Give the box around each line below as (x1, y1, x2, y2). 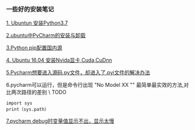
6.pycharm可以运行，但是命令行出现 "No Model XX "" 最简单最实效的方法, (6, 82, 184, 89)
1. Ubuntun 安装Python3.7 (6, 19, 68, 27)
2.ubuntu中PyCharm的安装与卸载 (6, 32, 86, 39)
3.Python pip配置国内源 (6, 44, 62, 51)
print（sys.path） (6, 107, 49, 113)
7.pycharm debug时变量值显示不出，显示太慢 (6, 118, 115, 125)
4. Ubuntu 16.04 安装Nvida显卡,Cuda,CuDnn (6, 57, 113, 64)
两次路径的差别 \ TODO (11, 89, 67, 96)
